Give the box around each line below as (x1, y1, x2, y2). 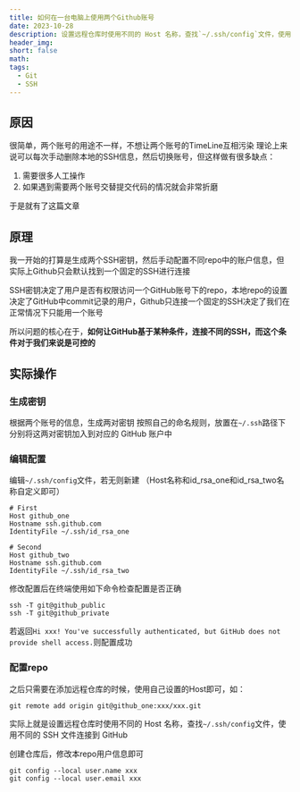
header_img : (9, 38, 54, 47)
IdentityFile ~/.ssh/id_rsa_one (9, 527, 129, 536)
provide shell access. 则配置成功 (9, 636, 133, 648)
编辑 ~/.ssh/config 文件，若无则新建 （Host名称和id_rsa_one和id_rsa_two (9, 475, 277, 485)
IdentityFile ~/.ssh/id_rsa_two (9, 567, 129, 576)
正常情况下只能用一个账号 (9, 308, 104, 318)
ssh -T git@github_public (9, 601, 105, 611)
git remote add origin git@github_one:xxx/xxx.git (9, 701, 202, 711)
